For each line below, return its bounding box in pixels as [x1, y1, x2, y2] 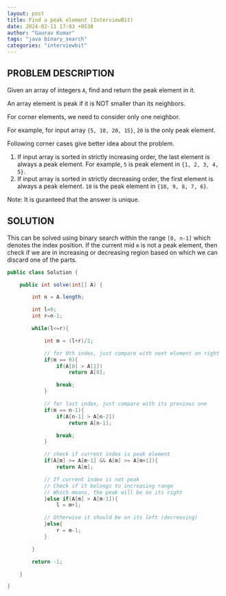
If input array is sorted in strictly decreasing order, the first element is [16, 174, 214, 183]
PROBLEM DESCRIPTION [7, 68, 115, 79]
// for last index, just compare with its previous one [43, 400, 207, 407]
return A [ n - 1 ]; [68, 420, 112, 427]
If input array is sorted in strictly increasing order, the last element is [16, 152, 210, 161]
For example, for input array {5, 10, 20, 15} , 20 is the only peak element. [7, 125, 216, 134]
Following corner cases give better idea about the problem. [7, 139, 174, 147]
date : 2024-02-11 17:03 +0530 [7, 23, 94, 30]
